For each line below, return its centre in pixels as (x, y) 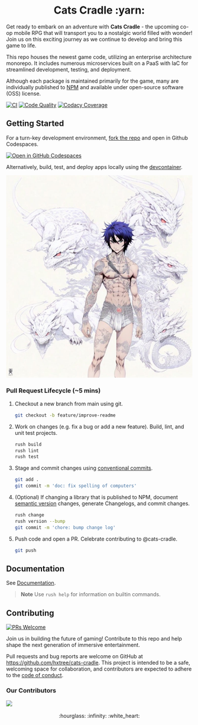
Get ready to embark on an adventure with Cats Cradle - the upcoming (92, 27)
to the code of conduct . (35, 675)
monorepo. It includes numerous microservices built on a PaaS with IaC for (97, 63)
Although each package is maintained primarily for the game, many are (92, 81)
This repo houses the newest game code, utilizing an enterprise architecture (99, 57)
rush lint (27, 451)
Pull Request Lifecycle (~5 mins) (53, 391)
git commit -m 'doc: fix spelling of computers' (76, 486)
